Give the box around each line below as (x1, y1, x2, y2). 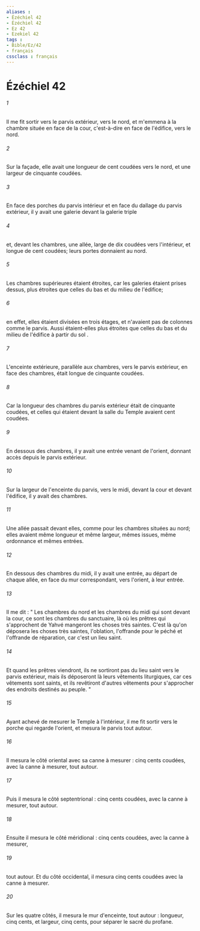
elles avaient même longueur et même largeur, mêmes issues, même (6, 531, 176, 538)
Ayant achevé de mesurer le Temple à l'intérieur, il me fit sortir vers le (6, 718, 178, 725)
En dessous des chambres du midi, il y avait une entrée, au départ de (6, 570, 177, 577)
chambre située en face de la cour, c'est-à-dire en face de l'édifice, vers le (6, 124, 191, 132)
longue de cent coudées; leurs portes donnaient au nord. (6, 247, 147, 254)
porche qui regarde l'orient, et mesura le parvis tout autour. (6, 724, 153, 732)
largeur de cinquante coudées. (6, 169, 82, 177)
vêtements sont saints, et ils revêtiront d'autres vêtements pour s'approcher (6, 679, 194, 687)
